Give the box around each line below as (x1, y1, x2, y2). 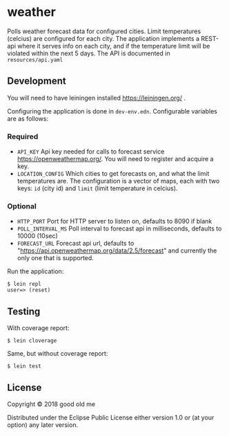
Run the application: (7, 267, 64, 275)
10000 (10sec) (17, 232, 59, 240)
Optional (7, 201, 37, 211)
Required (7, 131, 39, 141)
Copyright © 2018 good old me (7, 399, 95, 408)
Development (7, 75, 67, 87)
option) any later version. (7, 420, 78, 429)
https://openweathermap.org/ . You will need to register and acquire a (17, 155, 214, 163)
